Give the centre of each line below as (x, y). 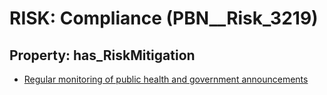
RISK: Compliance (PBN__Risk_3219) (164, 18)
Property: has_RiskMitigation (102, 55)
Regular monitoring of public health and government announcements (166, 79)
